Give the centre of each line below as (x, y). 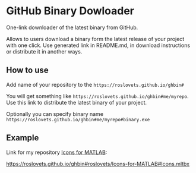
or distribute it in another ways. (44, 51)
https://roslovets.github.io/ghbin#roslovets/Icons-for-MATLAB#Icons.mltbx (98, 163)
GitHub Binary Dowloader (70, 11)
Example (23, 138)
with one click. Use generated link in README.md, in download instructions (98, 45)
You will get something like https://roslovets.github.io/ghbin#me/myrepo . (97, 96)
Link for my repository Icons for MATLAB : (57, 152)
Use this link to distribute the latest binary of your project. (77, 102)
